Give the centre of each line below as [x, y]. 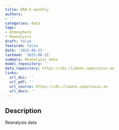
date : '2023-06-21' [25, 50]
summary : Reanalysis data [31, 59]
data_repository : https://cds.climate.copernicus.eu [60, 69]
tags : [10, 28]
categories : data [23, 23]
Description [23, 111]
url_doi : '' [22, 77]
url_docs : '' [23, 91]
